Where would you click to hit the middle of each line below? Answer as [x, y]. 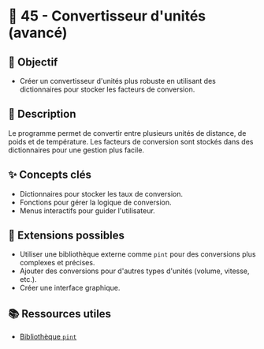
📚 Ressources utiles [60, 314]
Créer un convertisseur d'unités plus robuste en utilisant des [118, 81]
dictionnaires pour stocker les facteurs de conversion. [107, 89]
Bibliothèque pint [48, 337]
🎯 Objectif [33, 62]
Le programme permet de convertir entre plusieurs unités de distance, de [127, 133]
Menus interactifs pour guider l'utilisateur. [87, 210]
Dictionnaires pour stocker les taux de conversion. [101, 193]
